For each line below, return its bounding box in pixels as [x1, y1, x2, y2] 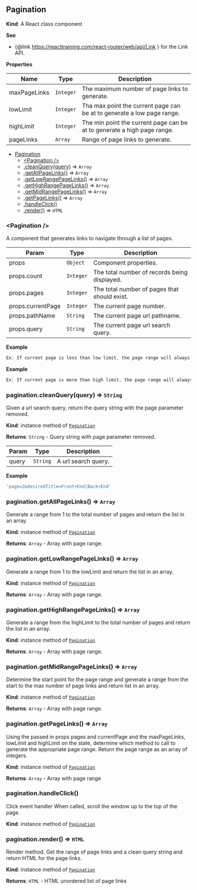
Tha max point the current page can [81, 101, 181, 109]
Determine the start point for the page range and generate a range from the [6, 676, 189, 683]
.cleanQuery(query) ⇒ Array [23, 163, 92, 170]
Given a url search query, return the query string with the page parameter [6, 404, 184, 411]
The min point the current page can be [81, 118, 188, 126]
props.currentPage [9, 302, 61, 311]
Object [66, 259, 85, 266]
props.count [9, 272, 43, 280]
